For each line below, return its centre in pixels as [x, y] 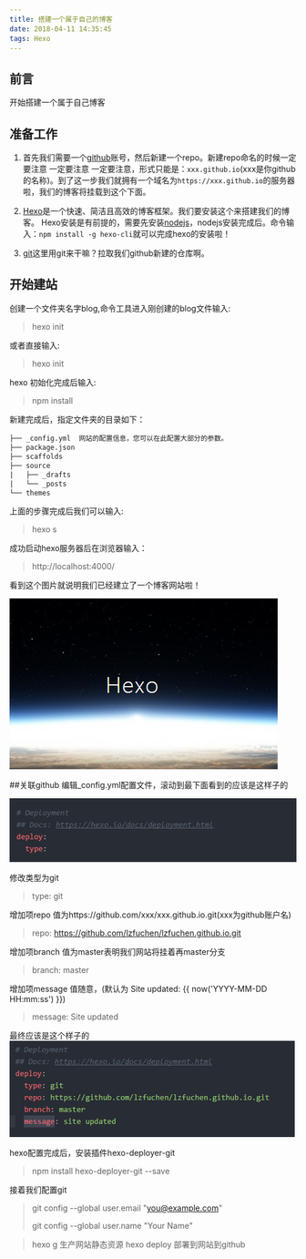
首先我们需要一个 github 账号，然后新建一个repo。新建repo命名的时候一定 [159, 158]
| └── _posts [38, 484]
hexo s [44, 529]
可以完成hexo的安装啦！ [186, 234]
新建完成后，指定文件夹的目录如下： [77, 419]
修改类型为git [34, 877]
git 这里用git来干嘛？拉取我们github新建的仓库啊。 [116, 253]
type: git [47, 896]
